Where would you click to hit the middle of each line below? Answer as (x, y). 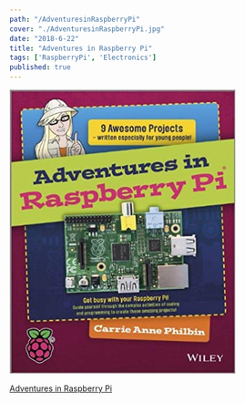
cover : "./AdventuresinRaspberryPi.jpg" (87, 29)
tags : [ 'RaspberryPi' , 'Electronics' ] (83, 58)
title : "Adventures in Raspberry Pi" (81, 48)
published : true (40, 67)
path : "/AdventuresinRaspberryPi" (75, 19)
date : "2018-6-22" (44, 38)
